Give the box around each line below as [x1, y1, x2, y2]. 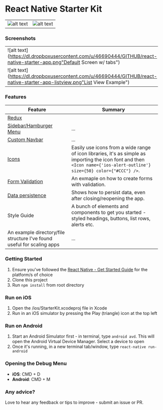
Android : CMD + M [12, 376, 51, 382]
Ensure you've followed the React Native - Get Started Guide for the [12, 266, 148, 272]
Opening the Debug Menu [5, 360, 67, 367]
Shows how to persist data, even [71, 189, 146, 196]
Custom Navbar [7, 136, 44, 143]
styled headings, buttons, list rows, [71, 215, 151, 222]
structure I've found [7, 235, 52, 242]
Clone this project [12, 277, 48, 282]
